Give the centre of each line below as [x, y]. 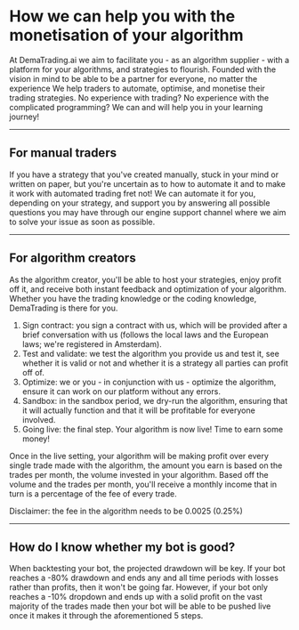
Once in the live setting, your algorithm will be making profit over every [139, 456]
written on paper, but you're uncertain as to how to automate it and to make [148, 183]
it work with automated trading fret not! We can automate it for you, [133, 193]
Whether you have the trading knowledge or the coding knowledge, [133, 298]
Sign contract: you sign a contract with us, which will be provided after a [154, 325]
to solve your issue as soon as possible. [82, 222]
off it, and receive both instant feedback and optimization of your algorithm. [148, 289]
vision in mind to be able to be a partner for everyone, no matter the [133, 78]
